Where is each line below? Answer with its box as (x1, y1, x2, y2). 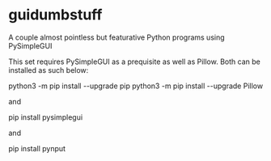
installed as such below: (8, 65, 89, 74)
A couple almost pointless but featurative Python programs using (8, 32, 225, 42)
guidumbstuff (8, 6, 103, 24)
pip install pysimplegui (8, 112, 83, 122)
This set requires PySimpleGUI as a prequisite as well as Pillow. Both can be (8, 57, 260, 66)
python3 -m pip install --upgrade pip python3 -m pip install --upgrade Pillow (8, 81, 264, 91)
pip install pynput (8, 143, 66, 153)
